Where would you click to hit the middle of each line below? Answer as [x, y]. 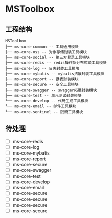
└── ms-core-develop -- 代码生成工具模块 [47, 101]
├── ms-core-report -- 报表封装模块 [42, 79]
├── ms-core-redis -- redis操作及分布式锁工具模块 [56, 63]
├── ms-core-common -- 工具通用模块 [42, 47]
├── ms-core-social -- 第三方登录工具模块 [48, 57]
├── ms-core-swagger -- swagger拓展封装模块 [51, 90]
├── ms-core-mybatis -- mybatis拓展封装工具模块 [55, 74]
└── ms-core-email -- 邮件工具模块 [41, 106]
